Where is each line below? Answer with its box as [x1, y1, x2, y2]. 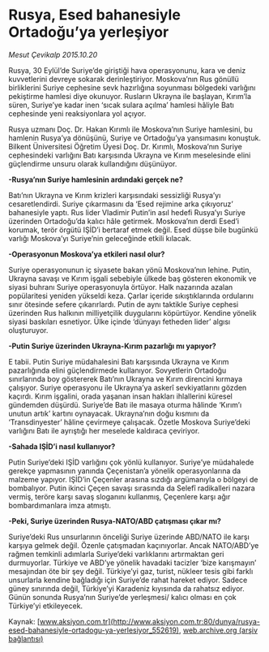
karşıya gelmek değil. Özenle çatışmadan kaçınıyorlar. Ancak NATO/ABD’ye [8, 540, 259, 550]
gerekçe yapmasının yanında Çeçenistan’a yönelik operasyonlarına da [8, 465, 241, 476]
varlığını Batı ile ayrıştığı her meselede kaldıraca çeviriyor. [8, 425, 200, 435]
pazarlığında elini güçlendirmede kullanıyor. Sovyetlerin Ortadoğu [8, 365, 227, 375]
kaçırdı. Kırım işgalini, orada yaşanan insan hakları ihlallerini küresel [8, 391, 233, 401]
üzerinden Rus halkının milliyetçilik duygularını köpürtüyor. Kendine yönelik [8, 308, 257, 317]
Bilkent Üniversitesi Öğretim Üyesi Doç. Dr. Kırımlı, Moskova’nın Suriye [8, 141, 243, 151]
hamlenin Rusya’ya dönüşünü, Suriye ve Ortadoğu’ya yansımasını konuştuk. [8, 132, 262, 143]
